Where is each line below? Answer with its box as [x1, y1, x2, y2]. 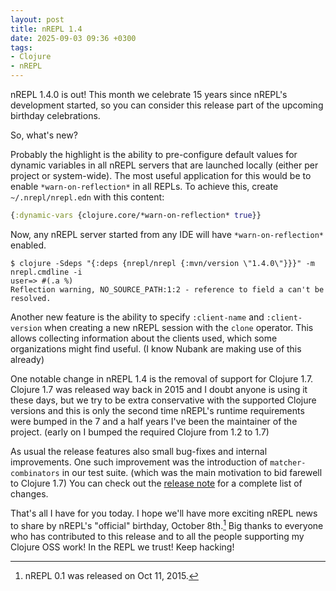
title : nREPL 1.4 [10, 24, 83, 34]
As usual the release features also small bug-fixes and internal [10, 445, 268, 457]
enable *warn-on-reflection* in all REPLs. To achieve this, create [10, 181, 279, 192]
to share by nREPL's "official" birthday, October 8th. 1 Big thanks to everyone [10, 517, 324, 531]
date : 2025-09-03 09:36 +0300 [10, 33, 137, 43]
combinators [10, 468, 60, 478]
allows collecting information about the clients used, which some [10, 332, 278, 344]
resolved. [10, 293, 52, 303]
